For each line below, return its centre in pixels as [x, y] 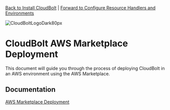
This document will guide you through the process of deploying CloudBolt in [85, 68]
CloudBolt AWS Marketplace [67, 44]
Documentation [31, 89]
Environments [20, 13]
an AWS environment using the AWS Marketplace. [58, 74]
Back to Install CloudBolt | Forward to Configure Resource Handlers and [80, 8]
